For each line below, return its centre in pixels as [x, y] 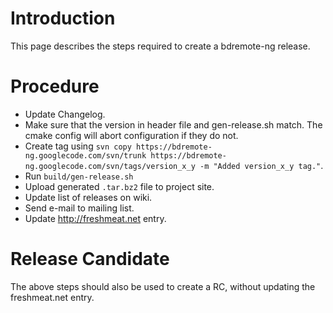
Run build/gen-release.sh [79, 176]
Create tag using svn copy [78, 146]
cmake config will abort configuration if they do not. [131, 135]
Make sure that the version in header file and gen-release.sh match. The [173, 124]
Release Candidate [90, 259]
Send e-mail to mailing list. [79, 208]
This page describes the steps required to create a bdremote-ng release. [160, 46]
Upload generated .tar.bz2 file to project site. [119, 186]
